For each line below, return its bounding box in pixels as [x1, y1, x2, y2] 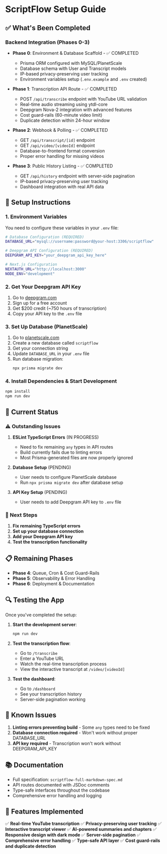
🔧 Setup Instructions [5, 198, 71, 207]
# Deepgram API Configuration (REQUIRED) [5, 248, 94, 253]
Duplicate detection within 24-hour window [20, 117, 110, 123]
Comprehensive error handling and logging [12, 793, 102, 799]
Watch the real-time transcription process [20, 660, 107, 667]
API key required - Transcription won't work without [12, 740, 121, 746]
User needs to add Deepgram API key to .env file [20, 499, 122, 505]
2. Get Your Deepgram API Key [5, 283, 81, 290]
